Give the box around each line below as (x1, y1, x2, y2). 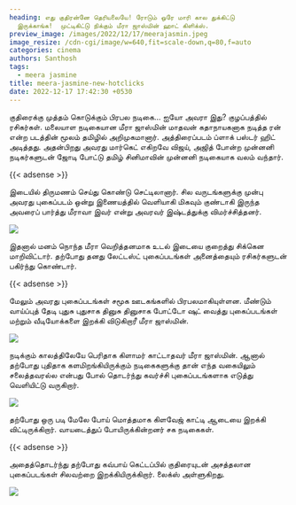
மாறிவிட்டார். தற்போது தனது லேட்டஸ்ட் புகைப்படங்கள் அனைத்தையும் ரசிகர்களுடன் (9, 250, 287, 261)
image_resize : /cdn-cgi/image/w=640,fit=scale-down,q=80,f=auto (9, 37, 252, 47)
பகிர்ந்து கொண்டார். (9, 260, 77, 271)
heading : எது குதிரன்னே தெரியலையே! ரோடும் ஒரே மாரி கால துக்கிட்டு (9, 12, 235, 22)
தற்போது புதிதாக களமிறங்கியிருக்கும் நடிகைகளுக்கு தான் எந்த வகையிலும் (9, 360, 256, 370)
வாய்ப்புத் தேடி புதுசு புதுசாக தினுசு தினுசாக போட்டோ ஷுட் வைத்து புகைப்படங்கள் (9, 305, 277, 315)
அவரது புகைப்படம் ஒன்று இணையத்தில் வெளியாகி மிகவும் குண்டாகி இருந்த (9, 196, 260, 206)
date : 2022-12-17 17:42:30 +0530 (9, 87, 133, 96)
